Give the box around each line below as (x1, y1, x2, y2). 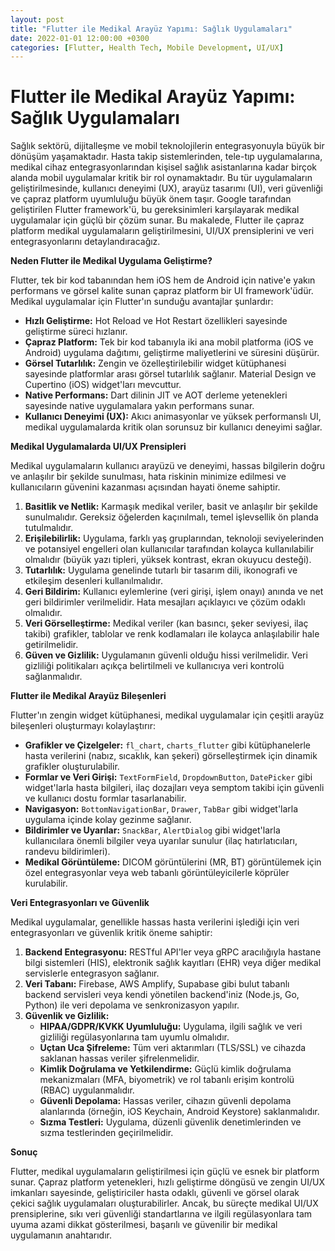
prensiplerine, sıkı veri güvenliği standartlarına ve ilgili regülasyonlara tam (10, 1208, 313, 1220)
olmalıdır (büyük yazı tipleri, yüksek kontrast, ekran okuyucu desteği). (24, 554, 312, 566)
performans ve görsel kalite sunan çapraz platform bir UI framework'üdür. (10, 285, 314, 297)
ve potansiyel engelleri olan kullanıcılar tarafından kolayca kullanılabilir (24, 543, 314, 555)
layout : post (10, 14, 65, 25)
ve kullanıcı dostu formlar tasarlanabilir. (24, 792, 187, 805)
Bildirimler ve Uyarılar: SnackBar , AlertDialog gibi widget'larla (24, 824, 281, 836)
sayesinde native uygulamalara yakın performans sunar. (24, 400, 255, 412)
